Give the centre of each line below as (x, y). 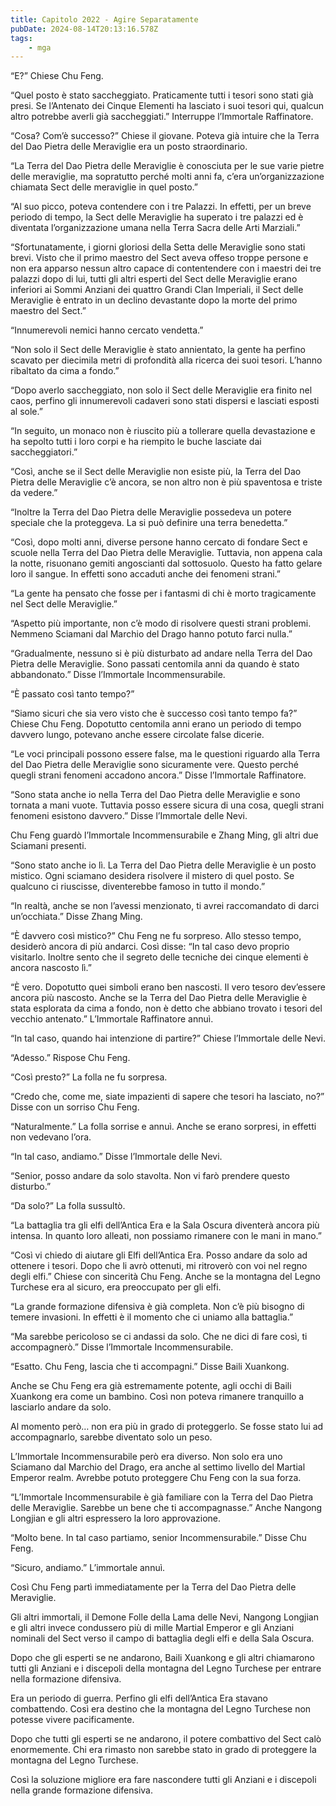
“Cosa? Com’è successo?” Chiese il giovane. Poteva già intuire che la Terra (165, 136)
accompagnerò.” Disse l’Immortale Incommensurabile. (122, 1347)
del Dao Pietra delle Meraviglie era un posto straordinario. (129, 147)
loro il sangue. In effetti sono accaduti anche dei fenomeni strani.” (145, 574)
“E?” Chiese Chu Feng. (57, 76)
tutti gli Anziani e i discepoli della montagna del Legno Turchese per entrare (166, 1668)
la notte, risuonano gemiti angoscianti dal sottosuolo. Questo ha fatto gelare (166, 563)
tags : (21, 38)
